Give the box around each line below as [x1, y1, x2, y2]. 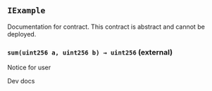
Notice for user [7, 63, 51, 72]
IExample [7, 6, 46, 16]
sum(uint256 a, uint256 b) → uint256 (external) [7, 47, 173, 57]
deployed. [7, 29, 37, 38]
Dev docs [7, 77, 35, 85]
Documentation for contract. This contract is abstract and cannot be [7, 22, 206, 31]
